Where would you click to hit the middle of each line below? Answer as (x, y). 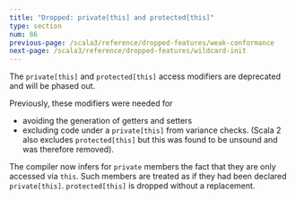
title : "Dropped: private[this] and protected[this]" (112, 17)
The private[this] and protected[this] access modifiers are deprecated (145, 76)
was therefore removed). (68, 150)
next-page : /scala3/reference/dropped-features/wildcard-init (128, 51)
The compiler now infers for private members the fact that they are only (143, 167)
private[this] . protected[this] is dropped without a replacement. (132, 186)
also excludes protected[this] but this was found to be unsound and (150, 140)
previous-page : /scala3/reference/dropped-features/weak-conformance (142, 43)
